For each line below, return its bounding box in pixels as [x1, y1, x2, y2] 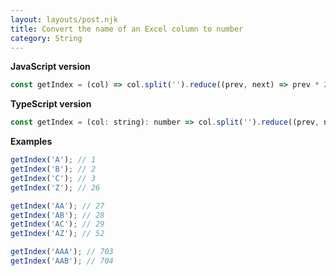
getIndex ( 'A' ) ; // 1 [10, 155, 97, 165]
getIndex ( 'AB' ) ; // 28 [10, 210, 105, 220]
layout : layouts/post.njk [10, 14, 118, 25]
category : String [10, 33, 83, 43]
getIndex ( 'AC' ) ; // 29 [10, 219, 105, 230]
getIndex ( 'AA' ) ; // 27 [10, 201, 105, 211]
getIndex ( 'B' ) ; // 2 [10, 164, 97, 174]
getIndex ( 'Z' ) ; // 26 [10, 182, 101, 193]
